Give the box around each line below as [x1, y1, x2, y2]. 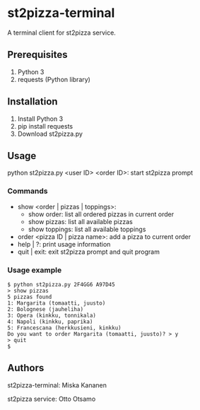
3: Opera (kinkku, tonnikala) [7, 312, 97, 319]
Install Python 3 [17, 115, 64, 123]
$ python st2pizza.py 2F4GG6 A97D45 [7, 281, 115, 288]
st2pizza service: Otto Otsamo [7, 394, 96, 403]
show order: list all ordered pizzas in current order [28, 210, 175, 218]
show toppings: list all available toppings [28, 225, 146, 233]
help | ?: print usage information [17, 240, 111, 248]
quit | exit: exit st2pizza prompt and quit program [17, 247, 160, 256]
